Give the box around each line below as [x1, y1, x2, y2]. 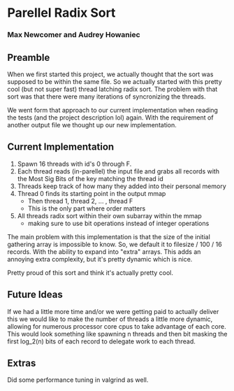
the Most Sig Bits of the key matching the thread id [17, 174, 163, 183]
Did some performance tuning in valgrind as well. [7, 376, 149, 384]
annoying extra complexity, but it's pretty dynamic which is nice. [7, 255, 193, 263]
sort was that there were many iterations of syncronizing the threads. [7, 92, 206, 101]
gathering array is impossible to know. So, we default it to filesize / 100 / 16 [7, 240, 222, 248]
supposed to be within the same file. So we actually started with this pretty [7, 77, 222, 85]
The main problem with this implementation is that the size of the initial [7, 232, 211, 241]
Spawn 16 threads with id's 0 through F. [17, 159, 132, 168]
